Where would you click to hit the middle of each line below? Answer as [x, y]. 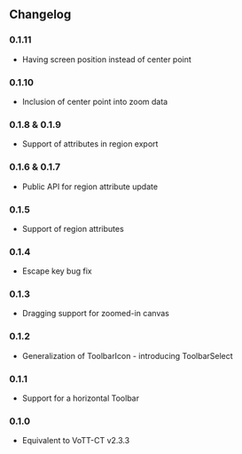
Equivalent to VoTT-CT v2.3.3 [76, 441]
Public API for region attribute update [90, 187]
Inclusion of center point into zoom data [95, 101]
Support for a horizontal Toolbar [81, 398]
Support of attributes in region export [90, 144]
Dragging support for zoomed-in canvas [96, 314]
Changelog [40, 15]
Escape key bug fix [57, 271]
